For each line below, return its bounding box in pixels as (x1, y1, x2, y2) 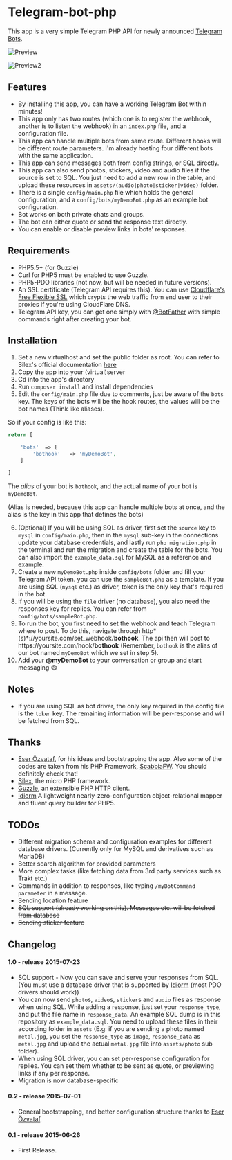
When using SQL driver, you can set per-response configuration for (17, 1054, 210, 1062)
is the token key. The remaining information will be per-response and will (17, 709, 225, 717)
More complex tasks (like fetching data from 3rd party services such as (17, 867, 222, 875)
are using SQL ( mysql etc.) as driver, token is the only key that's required (17, 582, 224, 591)
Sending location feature (17, 896, 88, 904)
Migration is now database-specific (17, 1076, 119, 1085)
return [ (8, 431, 33, 438)
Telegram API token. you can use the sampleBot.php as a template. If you (17, 575, 224, 583)
